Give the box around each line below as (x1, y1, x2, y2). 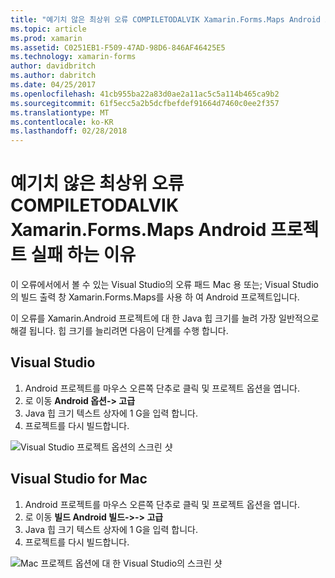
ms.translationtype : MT (10, 107, 110, 118)
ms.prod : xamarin (10, 33, 83, 43)
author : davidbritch (10, 61, 97, 71)
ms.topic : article (10, 24, 87, 34)
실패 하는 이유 (30, 244, 137, 266)
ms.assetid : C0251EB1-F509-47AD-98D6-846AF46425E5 (10, 42, 226, 53)
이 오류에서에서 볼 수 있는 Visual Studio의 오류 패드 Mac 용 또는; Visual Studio (10, 279, 319, 291)
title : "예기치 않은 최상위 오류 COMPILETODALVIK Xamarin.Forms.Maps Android (10, 14, 321, 25)
